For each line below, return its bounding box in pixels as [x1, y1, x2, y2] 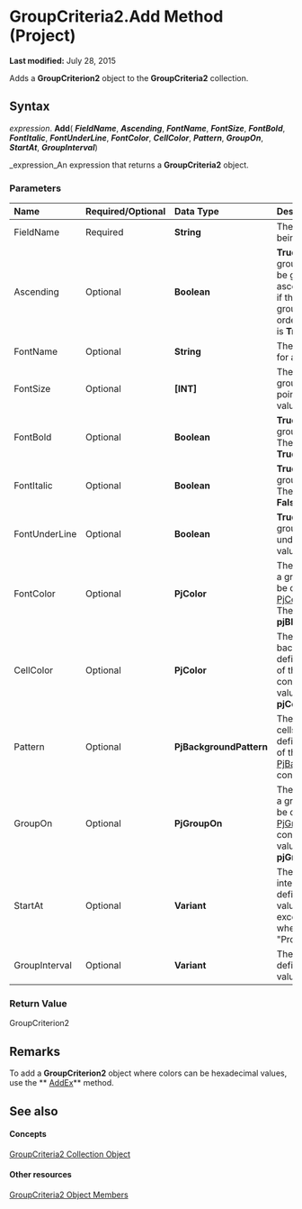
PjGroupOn [173, 817, 223, 830]
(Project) [9, 25, 76, 46]
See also [9, 1104, 58, 1119]
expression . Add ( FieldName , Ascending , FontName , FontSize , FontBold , [9, 123, 286, 133]
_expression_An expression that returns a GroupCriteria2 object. [9, 159, 249, 170]
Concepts [9, 1129, 47, 1140]
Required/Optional [84, 205, 166, 218]
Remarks [9, 1043, 61, 1059]
